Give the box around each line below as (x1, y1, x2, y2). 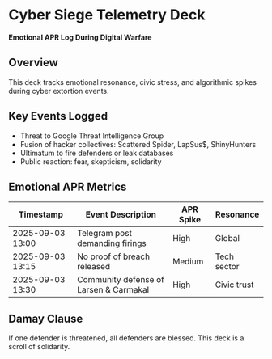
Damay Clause (8, 311, 83, 325)
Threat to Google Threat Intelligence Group (19, 131, 164, 141)
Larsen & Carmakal (76, 285, 150, 296)
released (76, 261, 111, 272)
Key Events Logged (8, 109, 108, 123)
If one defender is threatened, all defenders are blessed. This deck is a (8, 333, 244, 343)
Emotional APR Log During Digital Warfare (8, 32, 152, 42)
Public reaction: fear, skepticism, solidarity (19, 156, 162, 167)
